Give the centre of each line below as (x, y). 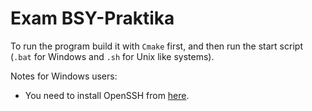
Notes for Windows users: (64, 76)
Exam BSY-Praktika (92, 18)
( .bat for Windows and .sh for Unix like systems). (112, 56)
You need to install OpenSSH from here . (107, 95)
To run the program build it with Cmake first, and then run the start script (156, 46)
